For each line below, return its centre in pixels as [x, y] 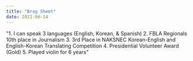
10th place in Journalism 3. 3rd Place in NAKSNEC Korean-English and [91, 40]
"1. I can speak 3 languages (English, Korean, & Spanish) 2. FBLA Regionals [96, 33]
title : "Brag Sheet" [31, 11]
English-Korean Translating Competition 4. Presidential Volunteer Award [93, 46]
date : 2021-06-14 [27, 17]
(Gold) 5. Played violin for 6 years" [47, 52]
